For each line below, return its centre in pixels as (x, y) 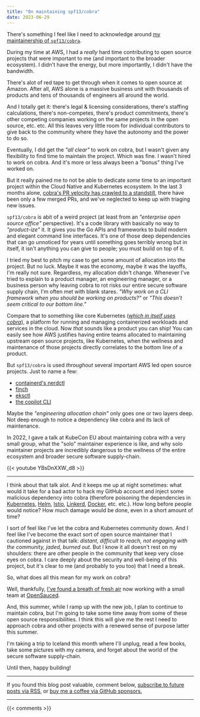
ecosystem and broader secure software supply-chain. (74, 456)
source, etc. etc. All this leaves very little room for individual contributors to (99, 125)
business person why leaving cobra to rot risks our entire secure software (97, 285)
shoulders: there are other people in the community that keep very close (95, 553)
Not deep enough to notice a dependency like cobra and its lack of (88, 419)
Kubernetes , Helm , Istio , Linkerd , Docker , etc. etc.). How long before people (99, 504)
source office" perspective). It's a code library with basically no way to (93, 223)
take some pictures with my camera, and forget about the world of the (92, 650)
